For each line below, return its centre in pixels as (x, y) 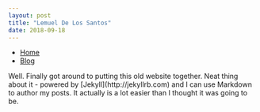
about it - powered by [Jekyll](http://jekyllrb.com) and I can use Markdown (130, 84)
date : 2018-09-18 (37, 30)
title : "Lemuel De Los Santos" (60, 23)
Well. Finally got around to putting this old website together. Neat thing (123, 77)
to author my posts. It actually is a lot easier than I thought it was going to (128, 93)
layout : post (30, 15)
